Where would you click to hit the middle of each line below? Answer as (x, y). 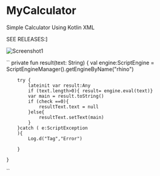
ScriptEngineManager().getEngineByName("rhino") (70, 69)
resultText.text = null (68, 107)
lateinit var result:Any (59, 86)
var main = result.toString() (66, 96)
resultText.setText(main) (71, 117)
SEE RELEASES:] (27, 39)
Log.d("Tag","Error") (55, 138)
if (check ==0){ (48, 101)
